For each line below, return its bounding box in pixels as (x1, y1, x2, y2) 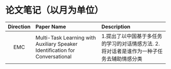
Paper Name (35, 23, 66, 30)
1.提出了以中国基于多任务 (101, 32, 162, 39)
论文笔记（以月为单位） (5, 5, 104, 16)
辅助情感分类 (111, 55, 142, 62)
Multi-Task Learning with (35, 34, 96, 41)
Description (101, 23, 131, 30)
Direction (8, 23, 31, 30)
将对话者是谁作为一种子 (101, 47, 158, 54)
